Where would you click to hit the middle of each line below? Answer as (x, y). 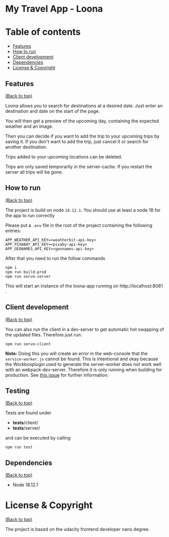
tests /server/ (26, 428)
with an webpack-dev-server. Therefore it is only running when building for (84, 370)
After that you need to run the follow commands (55, 258)
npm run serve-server (28, 276)
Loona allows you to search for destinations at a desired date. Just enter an (84, 106)
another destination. (26, 147)
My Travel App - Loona (54, 9)
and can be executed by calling (38, 438)
